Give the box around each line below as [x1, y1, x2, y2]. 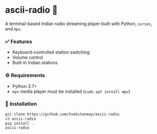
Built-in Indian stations [12, 60, 58, 66]
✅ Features [5, 38, 32, 45]
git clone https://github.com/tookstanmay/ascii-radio [5, 111, 120, 117]
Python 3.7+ [12, 83, 37, 89]
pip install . [5, 121, 34, 126]
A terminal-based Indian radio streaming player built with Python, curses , [5, 21, 153, 27]
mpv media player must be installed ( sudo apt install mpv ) [12, 88, 131, 94]
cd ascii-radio [5, 116, 36, 121]
